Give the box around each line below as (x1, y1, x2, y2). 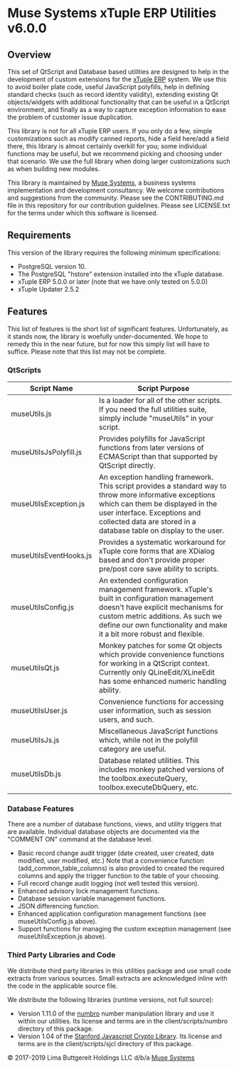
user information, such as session (98, 705, 211, 715)
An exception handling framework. (98, 472, 214, 482)
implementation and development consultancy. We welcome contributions (7, 186, 225, 194)
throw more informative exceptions (98, 490, 216, 500)
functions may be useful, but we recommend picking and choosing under (7, 150, 223, 158)
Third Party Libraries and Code (7, 950, 116, 960)
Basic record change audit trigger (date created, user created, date (17, 849, 215, 857)
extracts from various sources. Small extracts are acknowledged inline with (7, 973, 228, 982)
